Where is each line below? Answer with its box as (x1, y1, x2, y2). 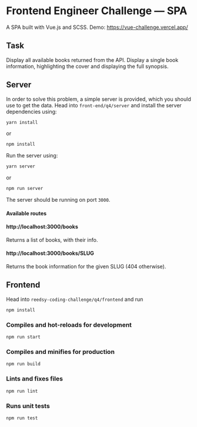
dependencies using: (6, 108, 57, 115)
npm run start (6, 334, 41, 340)
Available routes (6, 209, 47, 216)
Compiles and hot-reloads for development (6, 320, 132, 329)
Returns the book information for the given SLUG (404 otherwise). (6, 263, 166, 270)
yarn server (6, 163, 35, 169)
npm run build (6, 361, 41, 367)
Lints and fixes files (6, 375, 64, 383)
